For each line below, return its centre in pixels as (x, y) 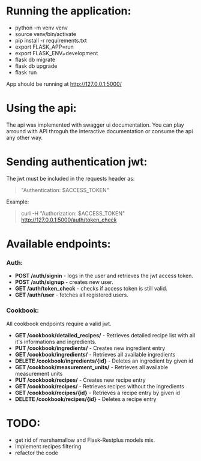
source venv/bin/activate (46, 34)
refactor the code (36, 453)
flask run (26, 72)
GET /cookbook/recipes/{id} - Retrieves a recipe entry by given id (97, 393)
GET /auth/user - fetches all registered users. (72, 295)
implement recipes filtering (48, 446)
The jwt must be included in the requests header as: (70, 178)
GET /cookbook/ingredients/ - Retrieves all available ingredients (95, 354)
